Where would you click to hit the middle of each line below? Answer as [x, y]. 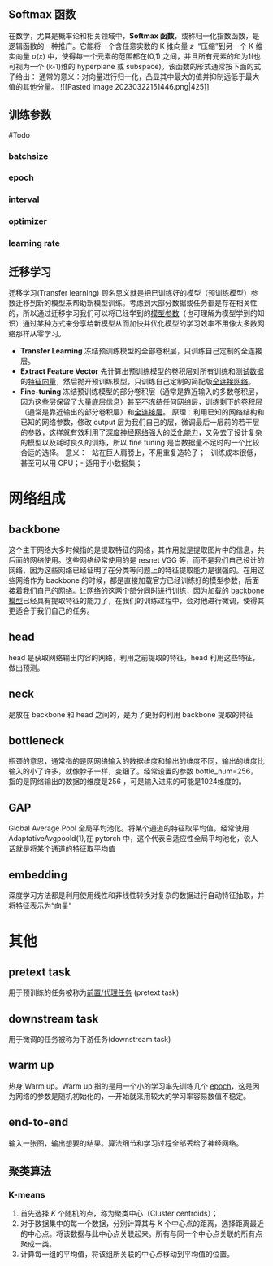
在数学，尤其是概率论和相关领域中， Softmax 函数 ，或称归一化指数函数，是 [134, 36]
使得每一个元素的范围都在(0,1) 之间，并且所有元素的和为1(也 [161, 56]
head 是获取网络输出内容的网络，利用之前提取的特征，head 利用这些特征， [134, 657]
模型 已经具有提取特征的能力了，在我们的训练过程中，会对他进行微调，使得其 [136, 601]
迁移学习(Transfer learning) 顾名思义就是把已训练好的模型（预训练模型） [130, 293]
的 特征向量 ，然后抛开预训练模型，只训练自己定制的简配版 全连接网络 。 [138, 382]
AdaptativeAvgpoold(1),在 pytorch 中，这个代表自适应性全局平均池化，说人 [133, 839]
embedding [38, 875]
